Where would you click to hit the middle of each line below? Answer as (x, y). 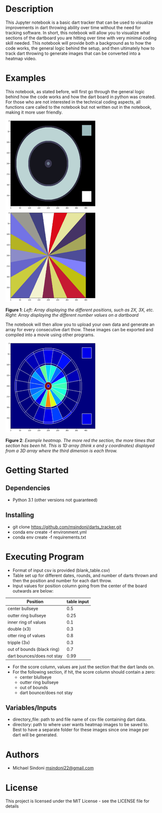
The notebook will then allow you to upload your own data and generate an (80, 324)
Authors (22, 754)
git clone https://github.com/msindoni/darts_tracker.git (67, 527)
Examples (26, 78)
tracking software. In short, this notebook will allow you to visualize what (78, 33)
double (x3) (19, 629)
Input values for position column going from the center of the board (80, 586)
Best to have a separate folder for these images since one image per (81, 730)
